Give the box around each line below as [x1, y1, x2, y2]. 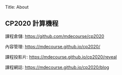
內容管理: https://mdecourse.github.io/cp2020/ [5, 43, 100, 49]
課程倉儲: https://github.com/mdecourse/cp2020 [5, 33, 104, 39]
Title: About [5, 4, 29, 10]
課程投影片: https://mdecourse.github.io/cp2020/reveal [5, 54, 117, 60]
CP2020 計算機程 [5, 19, 59, 28]
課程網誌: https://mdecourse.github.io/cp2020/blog [5, 64, 109, 70]
